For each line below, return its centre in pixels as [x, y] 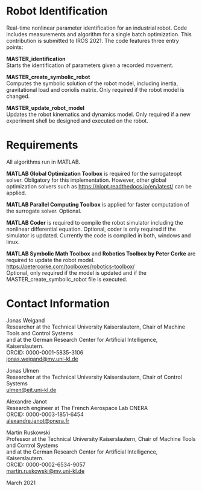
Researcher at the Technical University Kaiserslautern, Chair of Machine [96, 327]
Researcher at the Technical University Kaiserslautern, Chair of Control [94, 377]
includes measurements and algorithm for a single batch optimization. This [99, 34]
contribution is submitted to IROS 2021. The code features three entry [93, 40]
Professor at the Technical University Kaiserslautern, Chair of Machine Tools [101, 438]
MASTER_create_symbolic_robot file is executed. [67, 279]
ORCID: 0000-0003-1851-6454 [45, 414]
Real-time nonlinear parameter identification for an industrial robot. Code [97, 28]
